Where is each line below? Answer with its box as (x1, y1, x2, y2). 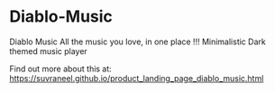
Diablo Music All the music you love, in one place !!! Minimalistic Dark (9, 36, 266, 47)
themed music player (9, 45, 87, 56)
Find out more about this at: (9, 63, 113, 74)
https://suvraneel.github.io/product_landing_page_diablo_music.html (9, 72, 264, 83)
